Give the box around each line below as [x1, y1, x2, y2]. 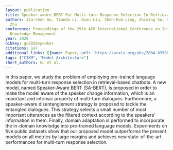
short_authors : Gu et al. [5, 60, 61, 65]
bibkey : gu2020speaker [5, 41, 54, 46]
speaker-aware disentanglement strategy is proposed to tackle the [5, 101, 147, 108]
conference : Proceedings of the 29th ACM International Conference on [5, 27, 160, 32]
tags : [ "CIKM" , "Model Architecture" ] [5, 55, 89, 60]
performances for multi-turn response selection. [5, 139, 108, 145]
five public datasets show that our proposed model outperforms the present [5, 128, 166, 135]
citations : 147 [5, 46, 38, 51]
